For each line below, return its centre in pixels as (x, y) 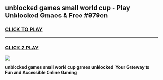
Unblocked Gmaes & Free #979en (57, 16)
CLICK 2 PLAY (22, 48)
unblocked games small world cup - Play (67, 8)
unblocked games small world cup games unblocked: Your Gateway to (77, 67)
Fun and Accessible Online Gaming (41, 72)
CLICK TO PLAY (24, 30)
